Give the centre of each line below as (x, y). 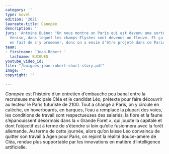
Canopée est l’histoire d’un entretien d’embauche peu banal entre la (75, 94)
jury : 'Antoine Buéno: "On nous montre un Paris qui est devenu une (78, 33)
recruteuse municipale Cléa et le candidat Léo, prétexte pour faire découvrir (84, 99)
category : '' (19, 10)
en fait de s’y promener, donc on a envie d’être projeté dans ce (81, 43)
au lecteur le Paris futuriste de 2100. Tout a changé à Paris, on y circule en (82, 104)
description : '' (22, 29)
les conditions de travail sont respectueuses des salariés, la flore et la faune (84, 115)
